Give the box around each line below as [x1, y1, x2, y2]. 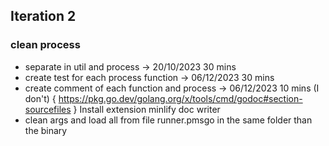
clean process [10, 38, 81, 52]
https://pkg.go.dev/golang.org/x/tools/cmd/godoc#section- [58, 92, 303, 104]
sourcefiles [24, 103, 72, 115]
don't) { [24, 92, 57, 104]
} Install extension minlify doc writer [73, 103, 221, 115]
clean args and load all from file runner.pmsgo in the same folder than [24, 114, 313, 126]
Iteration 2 [10, 8, 77, 25]
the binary [24, 124, 68, 136]
